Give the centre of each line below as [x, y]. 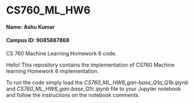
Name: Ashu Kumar [30, 26]
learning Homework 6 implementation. [52, 71]
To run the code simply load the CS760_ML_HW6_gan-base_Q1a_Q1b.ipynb [97, 82]
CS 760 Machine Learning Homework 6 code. [61, 53]
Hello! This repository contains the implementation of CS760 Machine [90, 65]
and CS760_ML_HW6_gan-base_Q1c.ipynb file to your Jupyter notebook [93, 88]
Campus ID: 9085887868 [38, 40]
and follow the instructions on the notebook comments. [73, 95]
